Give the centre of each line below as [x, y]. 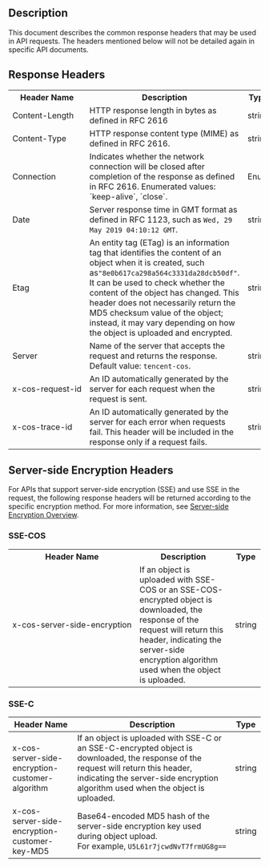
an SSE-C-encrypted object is [135, 748]
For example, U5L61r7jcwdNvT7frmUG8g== [152, 846]
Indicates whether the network [147, 156]
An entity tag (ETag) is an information [159, 242]
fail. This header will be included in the [161, 432]
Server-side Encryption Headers [91, 471]
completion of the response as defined [162, 176]
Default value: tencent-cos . [140, 365]
